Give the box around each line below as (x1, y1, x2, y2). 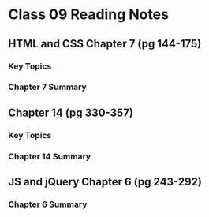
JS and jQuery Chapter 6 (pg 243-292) (8, 175, 203, 189)
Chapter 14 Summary (8, 151, 91, 162)
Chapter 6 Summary (8, 199, 88, 210)
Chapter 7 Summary (8, 81, 87, 92)
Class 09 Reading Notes (8, 6, 170, 24)
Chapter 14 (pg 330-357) (8, 106, 134, 119)
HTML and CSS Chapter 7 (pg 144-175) (8, 37, 202, 51)
